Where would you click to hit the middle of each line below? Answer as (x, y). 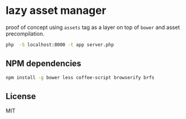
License (21, 96)
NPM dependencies (43, 64)
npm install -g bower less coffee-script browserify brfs (80, 77)
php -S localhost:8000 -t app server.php (60, 45)
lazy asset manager (56, 11)
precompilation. (25, 33)
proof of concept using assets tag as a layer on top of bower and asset (93, 27)
